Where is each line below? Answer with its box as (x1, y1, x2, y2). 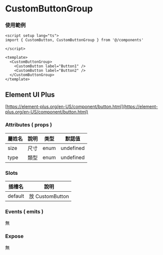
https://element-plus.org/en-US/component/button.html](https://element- (6, 104, 158, 110)
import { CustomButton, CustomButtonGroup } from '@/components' (5, 38, 144, 43)
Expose (5, 233, 24, 240)
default (7, 192, 24, 199)
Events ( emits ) (5, 208, 44, 215)
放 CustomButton (29, 193, 69, 200)
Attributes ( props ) (5, 122, 52, 128)
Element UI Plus (5, 90, 55, 99)
